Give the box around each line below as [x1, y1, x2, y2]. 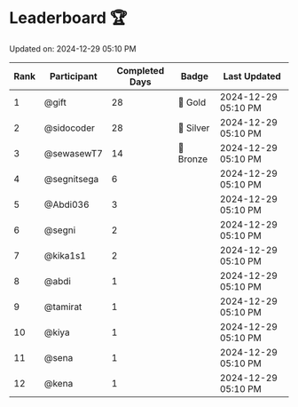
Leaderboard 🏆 [9, 8, 128, 28]
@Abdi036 [43, 198, 90, 211]
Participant [49, 69, 98, 82]
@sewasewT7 [43, 147, 104, 159]
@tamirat [43, 300, 82, 313]
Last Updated [223, 69, 281, 82]
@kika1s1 [43, 249, 87, 261]
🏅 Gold [177, 96, 207, 108]
